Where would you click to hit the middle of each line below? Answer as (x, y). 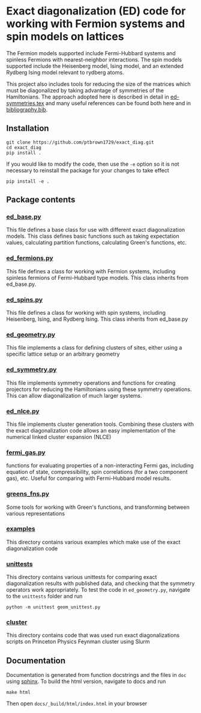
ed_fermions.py (30, 258)
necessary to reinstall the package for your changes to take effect (88, 170)
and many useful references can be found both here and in (118, 103)
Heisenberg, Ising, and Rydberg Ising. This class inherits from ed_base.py (97, 319)
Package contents (41, 200)
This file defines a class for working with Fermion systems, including (91, 271)
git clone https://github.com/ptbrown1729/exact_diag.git (80, 142)
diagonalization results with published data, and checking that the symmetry (100, 583)
